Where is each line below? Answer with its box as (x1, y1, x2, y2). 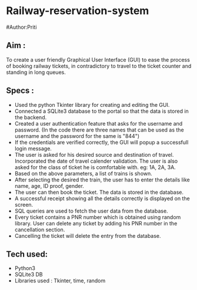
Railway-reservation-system (6, 4, 149, 18)
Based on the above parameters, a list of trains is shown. (14, 170, 153, 177)
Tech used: (6, 249, 48, 259)
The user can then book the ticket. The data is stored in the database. (14, 188, 184, 195)
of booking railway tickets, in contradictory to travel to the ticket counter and (6, 62, 192, 69)
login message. (14, 145, 52, 152)
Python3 (14, 265, 35, 272)
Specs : (6, 86, 34, 96)
